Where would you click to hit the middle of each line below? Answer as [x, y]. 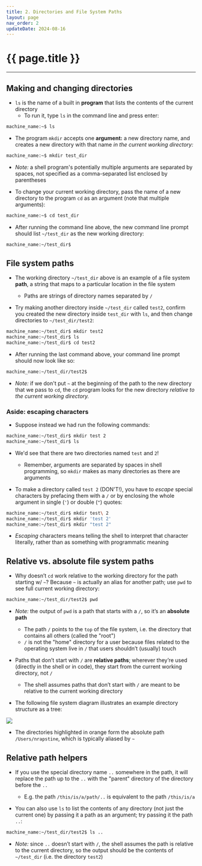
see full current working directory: [57, 588]
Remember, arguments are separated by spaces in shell [93, 465]
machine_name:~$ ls [31, 127]
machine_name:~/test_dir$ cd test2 [51, 343]
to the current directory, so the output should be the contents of [94, 850]
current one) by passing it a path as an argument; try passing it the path [104, 815]
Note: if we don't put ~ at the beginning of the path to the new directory [103, 383]
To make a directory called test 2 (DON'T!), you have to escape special [104, 489]
